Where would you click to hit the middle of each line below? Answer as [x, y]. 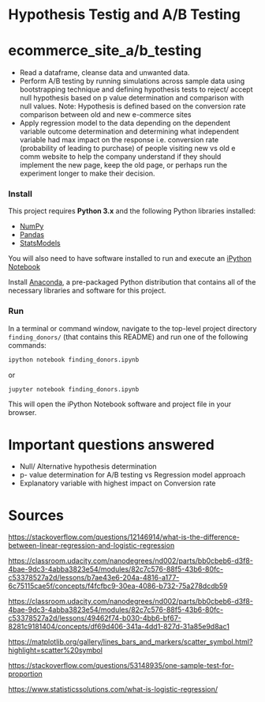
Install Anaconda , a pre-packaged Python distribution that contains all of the [132, 282]
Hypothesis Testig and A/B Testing [124, 15]
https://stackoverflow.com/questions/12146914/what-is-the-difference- [124, 537]
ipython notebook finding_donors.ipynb [74, 360]
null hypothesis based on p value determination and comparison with [132, 98]
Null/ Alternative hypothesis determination [88, 466]
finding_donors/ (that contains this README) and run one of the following [128, 337]
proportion [26, 674]
